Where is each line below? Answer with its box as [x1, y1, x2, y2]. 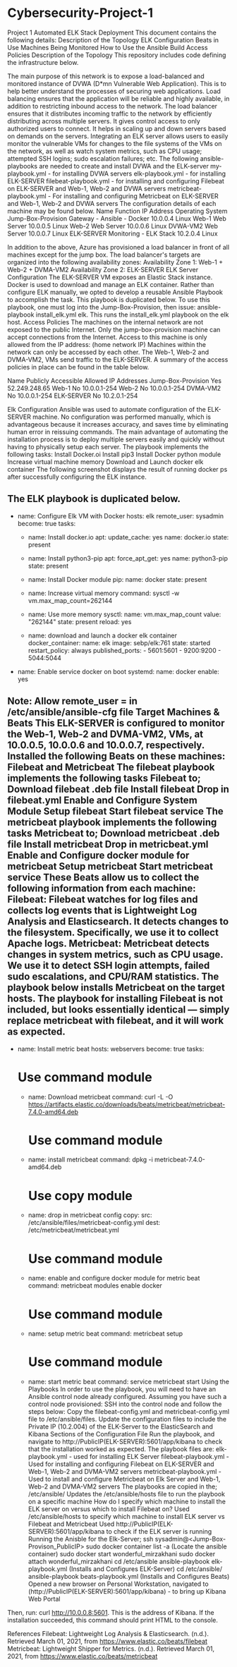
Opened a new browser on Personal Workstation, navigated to [28, 1580, 209, 1588]
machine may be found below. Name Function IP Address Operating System [7, 207, 228, 215]
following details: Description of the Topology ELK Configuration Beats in [7, 35, 219, 44]
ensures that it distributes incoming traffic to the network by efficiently [7, 109, 212, 118]
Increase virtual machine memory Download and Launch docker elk [7, 457, 204, 466]
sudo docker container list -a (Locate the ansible [85, 1542, 227, 1551]
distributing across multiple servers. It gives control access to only [7, 116, 201, 125]
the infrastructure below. [7, 58, 79, 66]
